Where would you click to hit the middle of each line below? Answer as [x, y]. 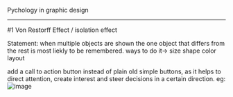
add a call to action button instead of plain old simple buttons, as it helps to [114, 71]
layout [16, 58]
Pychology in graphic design [48, 10]
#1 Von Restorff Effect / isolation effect [62, 30]
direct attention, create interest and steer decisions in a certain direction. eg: [116, 79]
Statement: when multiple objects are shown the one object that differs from [116, 43]
